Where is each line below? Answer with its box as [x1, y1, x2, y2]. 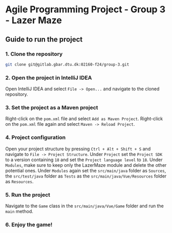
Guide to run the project [5, 35, 83, 44]
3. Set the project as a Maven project [5, 104, 98, 111]
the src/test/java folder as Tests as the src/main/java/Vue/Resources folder [5, 173, 167, 179]
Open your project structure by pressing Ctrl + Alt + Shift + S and [5, 145, 151, 152]
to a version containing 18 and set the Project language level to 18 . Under [5, 157, 163, 163]
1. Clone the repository [5, 50, 63, 57]
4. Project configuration [5, 134, 66, 141]
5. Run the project [5, 191, 50, 198]
